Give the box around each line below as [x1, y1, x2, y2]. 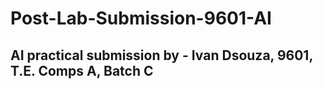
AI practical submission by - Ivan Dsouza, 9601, [10, 47, 313, 64]
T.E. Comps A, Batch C [10, 62, 154, 79]
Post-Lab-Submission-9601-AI [10, 7, 272, 30]
